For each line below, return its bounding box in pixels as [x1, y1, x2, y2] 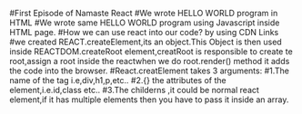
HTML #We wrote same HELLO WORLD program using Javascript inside [9, 17, 280, 28]
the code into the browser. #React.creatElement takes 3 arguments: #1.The [9, 65, 289, 76]
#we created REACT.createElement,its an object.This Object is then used [9, 36, 282, 47]
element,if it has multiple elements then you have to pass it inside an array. [9, 94, 289, 105]
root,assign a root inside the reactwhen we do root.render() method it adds [9, 56, 290, 66]
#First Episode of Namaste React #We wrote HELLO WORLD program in [9, 8, 278, 18]
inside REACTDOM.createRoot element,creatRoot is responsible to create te [9, 46, 293, 57]
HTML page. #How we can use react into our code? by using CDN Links [9, 27, 279, 37]
